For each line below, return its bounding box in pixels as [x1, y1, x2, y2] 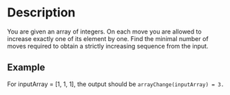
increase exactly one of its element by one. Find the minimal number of [7, 34, 209, 42]
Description [7, 5, 76, 21]
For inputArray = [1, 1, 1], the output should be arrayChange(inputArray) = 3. [7, 80, 224, 88]
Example [7, 62, 45, 73]
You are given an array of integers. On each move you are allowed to [7, 27, 202, 36]
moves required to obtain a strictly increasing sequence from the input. [7, 42, 209, 50]
